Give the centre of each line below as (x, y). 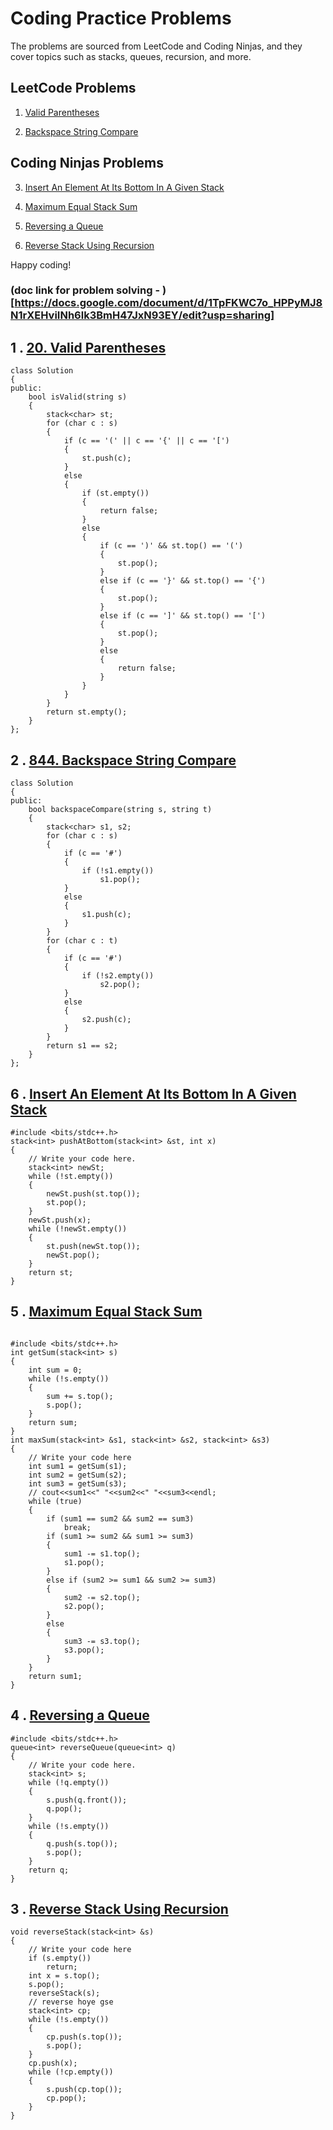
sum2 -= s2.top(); (102, 1597)
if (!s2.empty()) (118, 976)
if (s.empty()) (60, 1958)
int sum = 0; (55, 1370)
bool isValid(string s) (78, 397)
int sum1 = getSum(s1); (78, 1466)
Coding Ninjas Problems (87, 163)
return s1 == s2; (82, 1046)
